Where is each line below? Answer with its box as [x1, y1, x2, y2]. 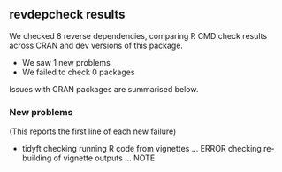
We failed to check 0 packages [21, 66, 135, 77]
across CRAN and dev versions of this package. [9, 40, 184, 51]
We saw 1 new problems [21, 57, 111, 67]
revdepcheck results [9, 7, 126, 22]
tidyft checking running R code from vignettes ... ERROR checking [21, 144, 263, 154]
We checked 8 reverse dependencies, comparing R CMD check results [9, 30, 268, 41]
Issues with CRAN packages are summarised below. [9, 83, 199, 94]
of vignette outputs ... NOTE [53, 152, 156, 163]
